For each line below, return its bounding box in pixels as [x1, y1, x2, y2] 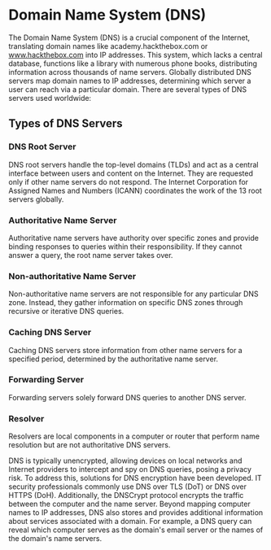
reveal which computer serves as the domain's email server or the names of [8, 525, 264, 535]
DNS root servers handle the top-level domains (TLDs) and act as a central [8, 159, 259, 169]
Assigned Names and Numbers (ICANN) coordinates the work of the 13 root [8, 186, 262, 195]
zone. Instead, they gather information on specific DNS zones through [8, 298, 243, 308]
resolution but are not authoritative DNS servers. [8, 440, 171, 450]
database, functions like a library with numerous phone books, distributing [8, 59, 258, 68]
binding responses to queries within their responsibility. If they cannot [8, 242, 243, 251]
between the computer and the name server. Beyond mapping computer [8, 499, 251, 509]
